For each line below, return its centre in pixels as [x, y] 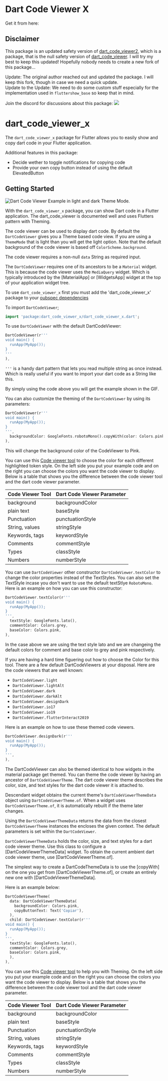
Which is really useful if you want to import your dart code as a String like [81, 373]
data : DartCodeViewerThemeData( [43, 901]
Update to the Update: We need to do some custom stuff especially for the [82, 87]
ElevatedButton [28, 173]
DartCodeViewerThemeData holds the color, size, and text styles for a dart [79, 841]
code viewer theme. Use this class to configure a [55, 846]
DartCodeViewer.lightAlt [38, 685]
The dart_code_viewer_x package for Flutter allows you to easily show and [82, 137]
